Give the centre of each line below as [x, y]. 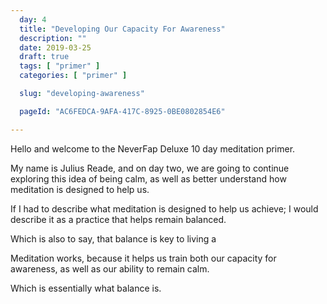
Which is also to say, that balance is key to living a [113, 238]
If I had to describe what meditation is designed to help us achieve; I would [164, 208]
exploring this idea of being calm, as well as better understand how [148, 178]
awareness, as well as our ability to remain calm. [110, 268]
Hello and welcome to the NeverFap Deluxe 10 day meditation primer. [153, 148]
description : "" [53, 38]
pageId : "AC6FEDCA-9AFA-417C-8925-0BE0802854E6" [122, 111]
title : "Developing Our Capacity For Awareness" [122, 29]
